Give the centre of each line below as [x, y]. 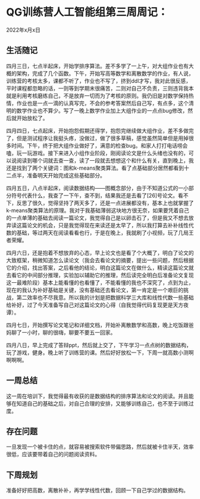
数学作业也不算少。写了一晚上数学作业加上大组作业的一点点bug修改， [102, 110]
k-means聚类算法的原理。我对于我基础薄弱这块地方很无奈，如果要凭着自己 [98, 210]
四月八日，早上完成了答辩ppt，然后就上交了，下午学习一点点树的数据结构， [99, 345]
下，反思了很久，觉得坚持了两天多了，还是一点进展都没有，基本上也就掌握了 [100, 202]
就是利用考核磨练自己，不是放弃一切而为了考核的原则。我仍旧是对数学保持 [97, 95]
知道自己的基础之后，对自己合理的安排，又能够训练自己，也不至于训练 [102, 403]
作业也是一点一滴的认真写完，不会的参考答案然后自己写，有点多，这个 [102, 103]
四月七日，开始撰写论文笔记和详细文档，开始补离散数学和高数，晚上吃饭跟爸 [100, 325]
